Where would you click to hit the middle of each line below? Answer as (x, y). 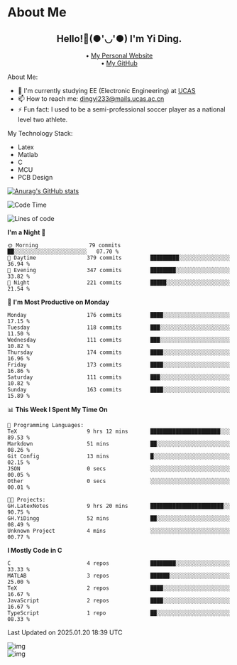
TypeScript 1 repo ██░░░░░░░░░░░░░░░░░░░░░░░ (119, 613)
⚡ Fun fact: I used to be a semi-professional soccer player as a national (121, 109)
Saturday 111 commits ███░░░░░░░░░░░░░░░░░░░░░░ (119, 377)
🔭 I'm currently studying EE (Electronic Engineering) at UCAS (106, 91)
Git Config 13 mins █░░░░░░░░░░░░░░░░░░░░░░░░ (119, 456)
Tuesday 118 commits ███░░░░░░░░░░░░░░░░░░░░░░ (119, 328)
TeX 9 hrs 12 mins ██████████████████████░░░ (119, 431)
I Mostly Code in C (35, 550)
